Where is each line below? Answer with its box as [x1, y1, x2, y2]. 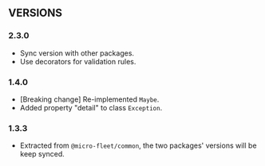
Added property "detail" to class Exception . [19, 102, 163, 112]
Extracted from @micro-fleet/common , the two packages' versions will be [19, 141, 257, 150]
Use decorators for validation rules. [19, 56, 136, 66]
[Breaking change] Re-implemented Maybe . [19, 95, 160, 104]
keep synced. [19, 149, 65, 159]
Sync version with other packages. [19, 48, 134, 58]
